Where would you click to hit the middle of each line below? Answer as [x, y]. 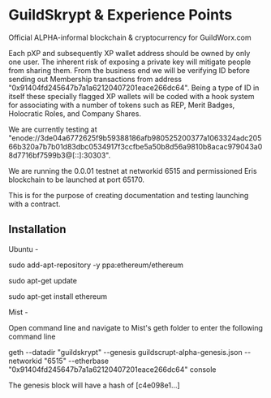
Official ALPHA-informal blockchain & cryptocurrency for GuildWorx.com [130, 37]
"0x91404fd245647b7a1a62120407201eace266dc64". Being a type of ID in [134, 88]
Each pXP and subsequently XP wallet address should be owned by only [129, 53]
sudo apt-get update [43, 280]
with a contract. [34, 204]
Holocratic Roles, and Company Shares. [75, 113]
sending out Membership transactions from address [95, 79]
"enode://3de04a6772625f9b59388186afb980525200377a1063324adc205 [135, 138]
